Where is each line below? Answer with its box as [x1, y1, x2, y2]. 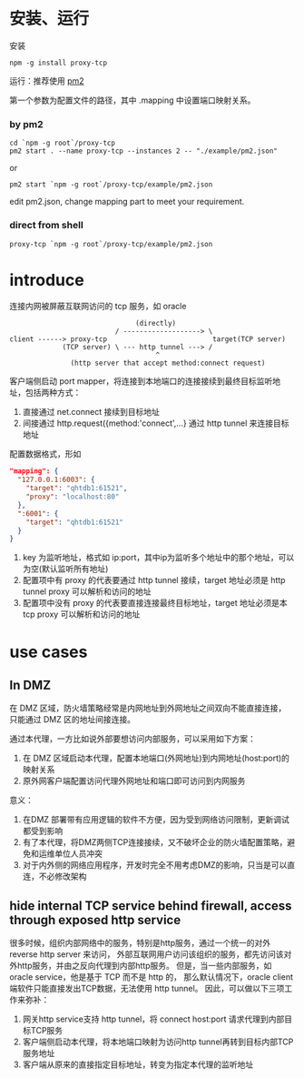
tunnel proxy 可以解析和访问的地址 [22, 586, 152, 597]
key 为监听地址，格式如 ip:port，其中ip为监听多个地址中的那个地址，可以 [22, 552, 295, 563]
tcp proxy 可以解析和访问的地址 [22, 609, 141, 620]
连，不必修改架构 [22, 871, 87, 882]
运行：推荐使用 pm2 [9, 75, 84, 86]
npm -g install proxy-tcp [9, 58, 107, 67]
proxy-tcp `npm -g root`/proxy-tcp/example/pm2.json [9, 239, 213, 248]
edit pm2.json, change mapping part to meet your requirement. [9, 196, 245, 207]
